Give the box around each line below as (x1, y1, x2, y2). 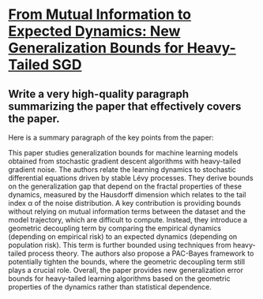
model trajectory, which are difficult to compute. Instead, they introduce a (8, 215, 247, 224)
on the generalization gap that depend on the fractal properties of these (8, 181, 242, 191)
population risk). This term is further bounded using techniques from (8, 241, 231, 249)
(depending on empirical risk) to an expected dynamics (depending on (8, 232, 238, 241)
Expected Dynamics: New (8, 22, 181, 40)
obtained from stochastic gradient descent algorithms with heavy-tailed (8, 156, 241, 166)
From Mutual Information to (8, 6, 192, 24)
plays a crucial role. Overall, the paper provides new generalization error (8, 266, 243, 275)
